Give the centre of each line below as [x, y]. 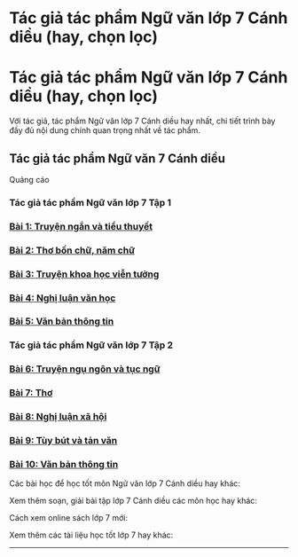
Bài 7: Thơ [31, 393]
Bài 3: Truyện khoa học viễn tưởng [84, 274]
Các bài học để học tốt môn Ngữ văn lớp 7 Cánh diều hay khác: [125, 483]
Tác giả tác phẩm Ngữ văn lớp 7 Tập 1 [90, 202]
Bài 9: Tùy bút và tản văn [63, 441]
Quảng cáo [30, 179]
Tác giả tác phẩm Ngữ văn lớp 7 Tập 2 [91, 345]
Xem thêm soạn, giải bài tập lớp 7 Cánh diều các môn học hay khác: [133, 501]
